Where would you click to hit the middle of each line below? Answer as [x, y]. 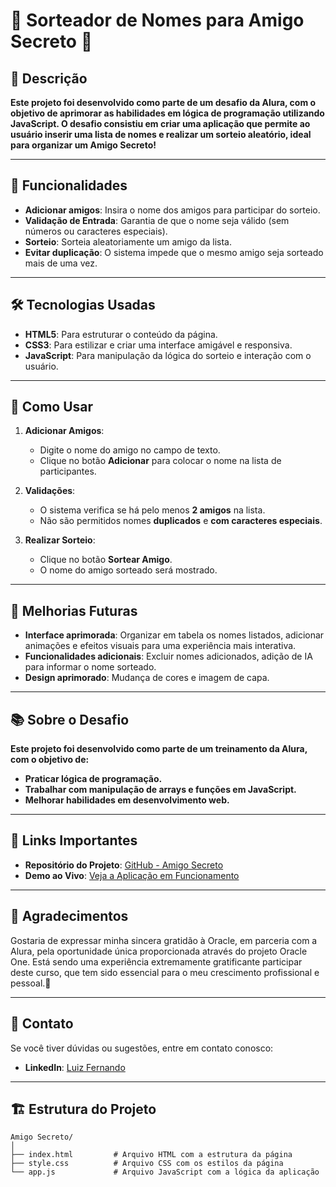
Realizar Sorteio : [60, 540]
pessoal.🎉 [31, 983]
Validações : [50, 491]
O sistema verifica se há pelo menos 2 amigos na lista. [152, 510]
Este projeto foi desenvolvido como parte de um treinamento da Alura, [159, 749]
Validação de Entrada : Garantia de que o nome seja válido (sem [157, 220]
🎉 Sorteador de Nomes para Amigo [157, 20]
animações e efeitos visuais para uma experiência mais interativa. [160, 646]
